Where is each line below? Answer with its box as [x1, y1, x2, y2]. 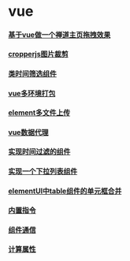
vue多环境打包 [8, 88, 56, 98]
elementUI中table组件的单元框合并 [8, 186, 122, 196]
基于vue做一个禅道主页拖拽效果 [8, 30, 111, 39]
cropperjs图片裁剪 [8, 50, 69, 59]
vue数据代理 [8, 127, 49, 136]
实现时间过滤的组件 [8, 147, 71, 156]
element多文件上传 [8, 108, 71, 117]
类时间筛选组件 [8, 69, 57, 78]
